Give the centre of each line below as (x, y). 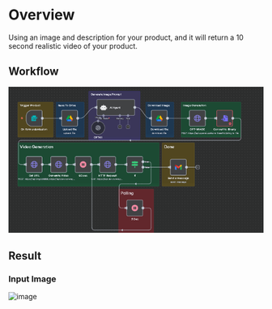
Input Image (32, 279)
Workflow (34, 72)
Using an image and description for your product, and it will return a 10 (126, 37)
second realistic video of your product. (73, 45)
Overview (42, 15)
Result (25, 256)
